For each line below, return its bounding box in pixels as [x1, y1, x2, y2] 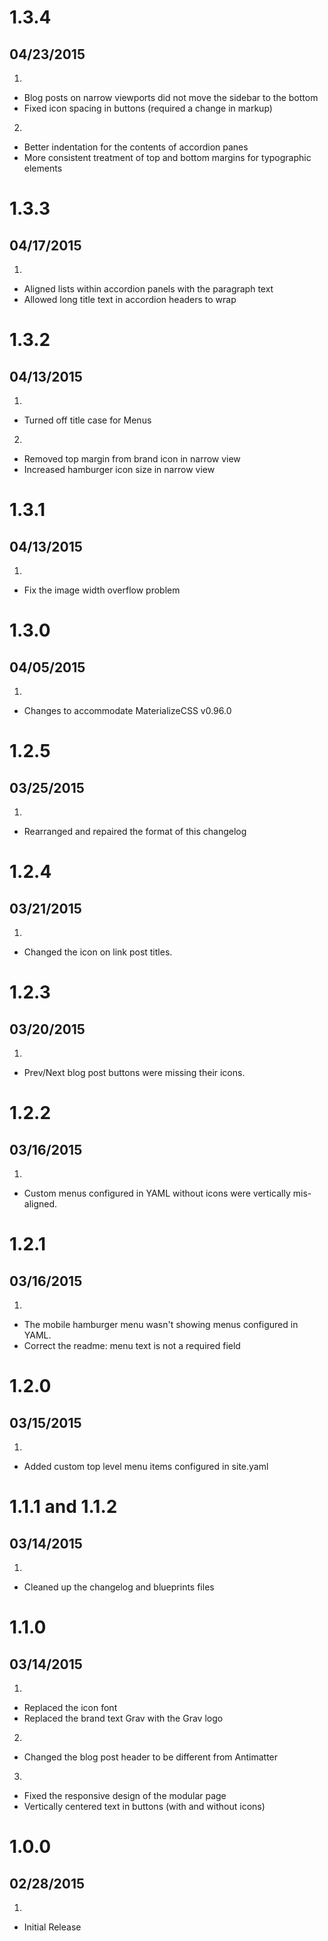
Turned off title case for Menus [23, 414, 152, 426]
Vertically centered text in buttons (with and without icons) [23, 1801, 266, 1812]
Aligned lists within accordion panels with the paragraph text [23, 283, 274, 295]
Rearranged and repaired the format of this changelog [23, 826, 247, 837]
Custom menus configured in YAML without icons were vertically [23, 1187, 291, 1199]
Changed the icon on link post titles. [23, 946, 173, 958]
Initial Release [23, 1921, 82, 1933]
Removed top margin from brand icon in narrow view [23, 453, 241, 465]
